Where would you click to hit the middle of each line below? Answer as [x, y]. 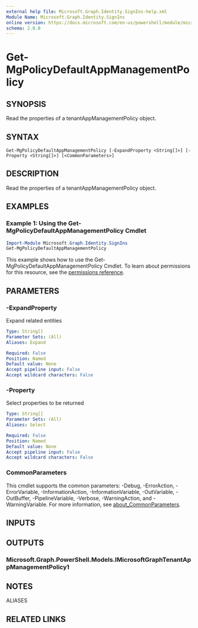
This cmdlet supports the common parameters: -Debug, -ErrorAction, [90, 486]
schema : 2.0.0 [24, 28]
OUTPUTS [25, 543]
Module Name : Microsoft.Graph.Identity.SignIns [66, 17]
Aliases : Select [26, 425]
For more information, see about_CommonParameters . [115, 504]
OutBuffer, [19, 498]
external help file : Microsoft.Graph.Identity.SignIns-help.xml [87, 12]
